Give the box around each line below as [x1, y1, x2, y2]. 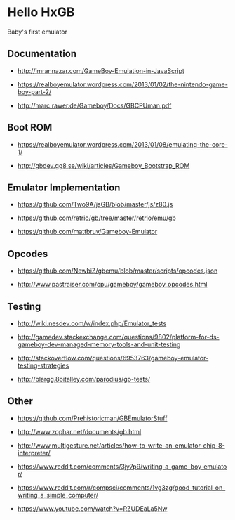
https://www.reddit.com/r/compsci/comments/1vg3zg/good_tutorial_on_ [17, 483, 226, 492]
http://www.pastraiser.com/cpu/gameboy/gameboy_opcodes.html [17, 280, 208, 289]
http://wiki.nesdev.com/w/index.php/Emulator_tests [17, 319, 167, 327]
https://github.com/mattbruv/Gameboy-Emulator [17, 228, 158, 236]
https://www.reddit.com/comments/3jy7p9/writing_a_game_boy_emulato [17, 462, 227, 471]
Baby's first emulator [7, 27, 68, 36]
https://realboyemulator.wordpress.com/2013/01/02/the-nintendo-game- [17, 80, 228, 89]
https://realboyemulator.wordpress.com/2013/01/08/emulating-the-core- [17, 140, 228, 148]
